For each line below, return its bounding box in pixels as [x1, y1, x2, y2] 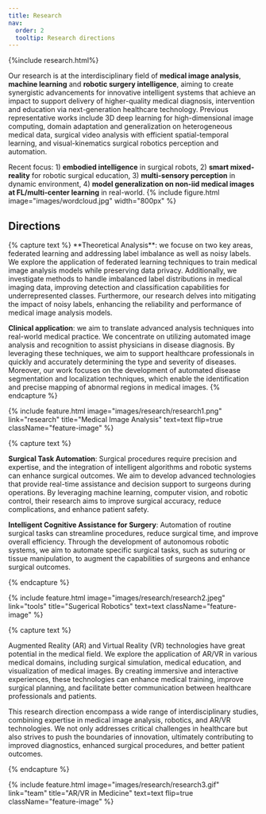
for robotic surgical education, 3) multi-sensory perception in [31, 171, 236, 180]
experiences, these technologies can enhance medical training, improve [8, 675, 244, 684]
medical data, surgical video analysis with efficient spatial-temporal [8, 130, 229, 140]
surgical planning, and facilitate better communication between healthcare [8, 683, 252, 692]
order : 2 [15, 26, 44, 34]
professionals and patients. [8, 692, 97, 701]
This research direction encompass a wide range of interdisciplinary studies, [8, 707, 259, 716]
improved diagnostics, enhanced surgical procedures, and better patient [8, 741, 245, 750]
